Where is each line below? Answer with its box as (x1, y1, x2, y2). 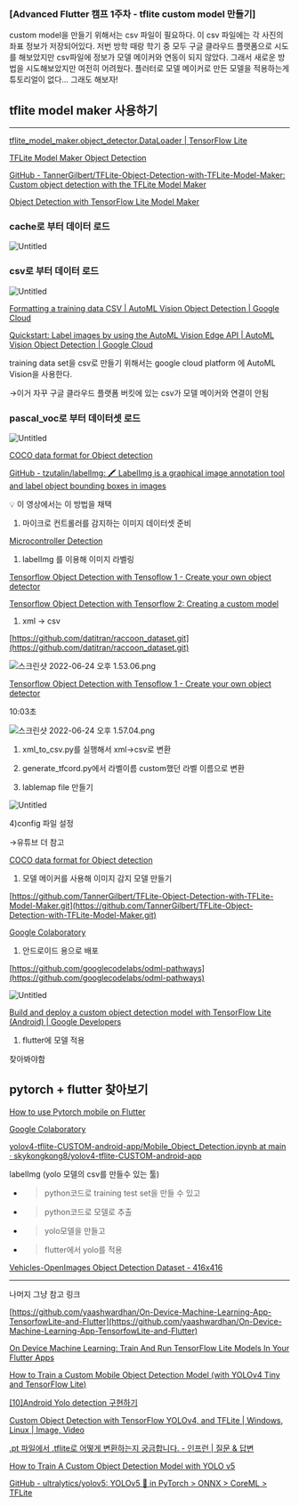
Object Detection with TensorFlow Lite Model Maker (9, 197, 200, 207)
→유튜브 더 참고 (9, 837, 65, 847)
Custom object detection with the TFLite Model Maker (9, 180, 207, 190)
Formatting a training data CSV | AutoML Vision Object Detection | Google (9, 302, 280, 313)
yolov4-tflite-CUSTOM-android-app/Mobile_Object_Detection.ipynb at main (9, 1140, 287, 1151)
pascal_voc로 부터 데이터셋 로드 (9, 412, 141, 424)
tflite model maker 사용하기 (9, 102, 158, 117)
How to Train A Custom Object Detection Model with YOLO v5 (9, 1461, 236, 1471)
